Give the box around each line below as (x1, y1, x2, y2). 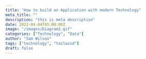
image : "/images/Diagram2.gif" (5, 27, 72, 32)
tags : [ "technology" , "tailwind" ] (5, 41, 80, 46)
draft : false (5, 46, 33, 51)
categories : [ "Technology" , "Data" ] (5, 31, 84, 36)
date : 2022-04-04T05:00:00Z (5, 22, 66, 27)
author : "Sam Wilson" (5, 36, 52, 42)
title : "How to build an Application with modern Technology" (5, 7, 141, 13)
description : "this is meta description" (5, 17, 96, 22)
